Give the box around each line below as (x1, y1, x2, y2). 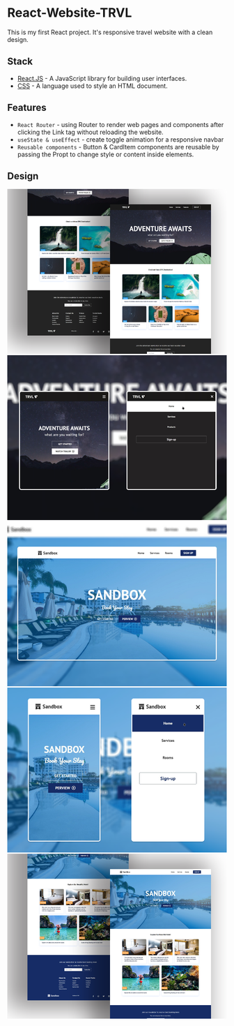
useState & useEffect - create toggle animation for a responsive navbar (17, 135, 224, 144)
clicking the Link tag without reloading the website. (17, 128, 164, 136)
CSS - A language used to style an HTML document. (17, 82, 169, 90)
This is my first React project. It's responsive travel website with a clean (7, 28, 213, 36)
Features (7, 102, 47, 114)
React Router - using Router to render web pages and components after (17, 120, 224, 128)
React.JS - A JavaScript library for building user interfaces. (17, 74, 187, 82)
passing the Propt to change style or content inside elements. (17, 150, 194, 158)
